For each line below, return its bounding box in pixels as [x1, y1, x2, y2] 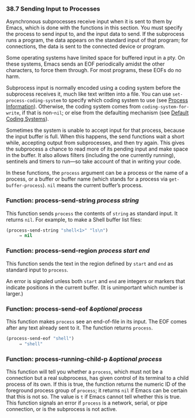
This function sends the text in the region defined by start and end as [6, 260, 173, 267]
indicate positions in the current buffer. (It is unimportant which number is [6, 284, 183, 291]
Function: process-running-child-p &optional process [6, 355, 162, 363]
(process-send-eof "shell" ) [6, 335, 75, 341]
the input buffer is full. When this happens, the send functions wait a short [6, 133, 184, 140]
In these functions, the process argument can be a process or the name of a [6, 169, 189, 176]
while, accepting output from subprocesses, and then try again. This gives [6, 140, 185, 147]
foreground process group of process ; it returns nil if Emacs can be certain [6, 386, 188, 394]
